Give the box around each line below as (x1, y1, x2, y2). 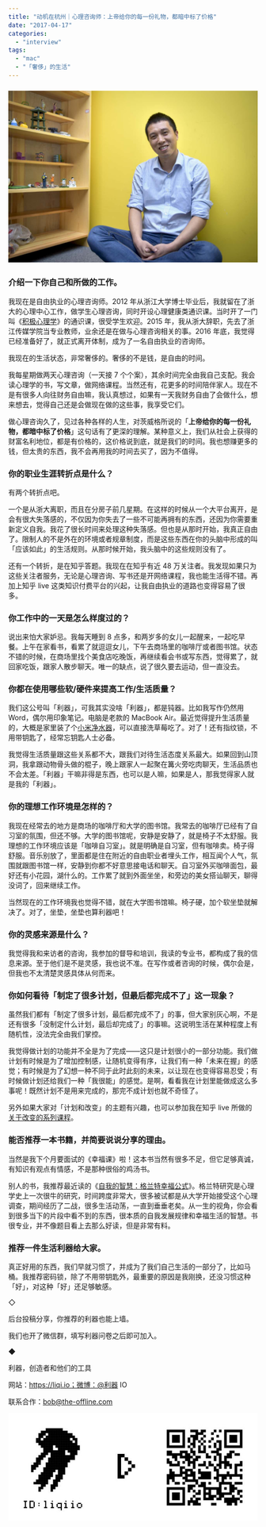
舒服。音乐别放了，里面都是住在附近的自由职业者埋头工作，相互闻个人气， (8, 850, 251, 860)
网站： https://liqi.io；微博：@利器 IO (8, 1379, 128, 1389)
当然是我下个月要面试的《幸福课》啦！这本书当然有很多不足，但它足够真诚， (8, 1154, 258, 1164)
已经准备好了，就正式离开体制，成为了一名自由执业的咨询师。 (8, 336, 210, 345)
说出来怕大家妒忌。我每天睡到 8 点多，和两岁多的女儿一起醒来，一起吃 (8, 632, 239, 642)
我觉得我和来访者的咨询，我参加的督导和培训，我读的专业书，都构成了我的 (8, 948, 251, 958)
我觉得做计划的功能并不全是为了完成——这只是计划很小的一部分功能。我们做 (8, 1046, 258, 1056)
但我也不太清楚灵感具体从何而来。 (8, 968, 120, 978)
